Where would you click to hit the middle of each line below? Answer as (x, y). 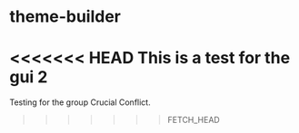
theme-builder (65, 17)
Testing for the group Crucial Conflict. (80, 102)
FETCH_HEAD (194, 120)
